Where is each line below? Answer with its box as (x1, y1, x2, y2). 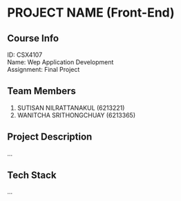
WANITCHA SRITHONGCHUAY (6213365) (17, 111, 136, 119)
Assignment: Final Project (7, 66, 80, 73)
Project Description (7, 131, 93, 143)
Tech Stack (7, 169, 57, 181)
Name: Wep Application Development (7, 58, 114, 66)
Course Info (7, 32, 59, 44)
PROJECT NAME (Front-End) (7, 5, 175, 21)
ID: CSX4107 (7, 50, 43, 59)
